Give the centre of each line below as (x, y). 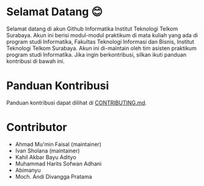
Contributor (37, 127)
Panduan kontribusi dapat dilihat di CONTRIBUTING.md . (77, 102)
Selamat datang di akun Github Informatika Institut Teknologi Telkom (92, 29)
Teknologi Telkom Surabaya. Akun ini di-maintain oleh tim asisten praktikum (101, 48)
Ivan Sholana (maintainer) (48, 151)
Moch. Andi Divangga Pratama (54, 176)
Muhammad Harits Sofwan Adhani (58, 163)
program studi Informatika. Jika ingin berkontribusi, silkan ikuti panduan (97, 54)
